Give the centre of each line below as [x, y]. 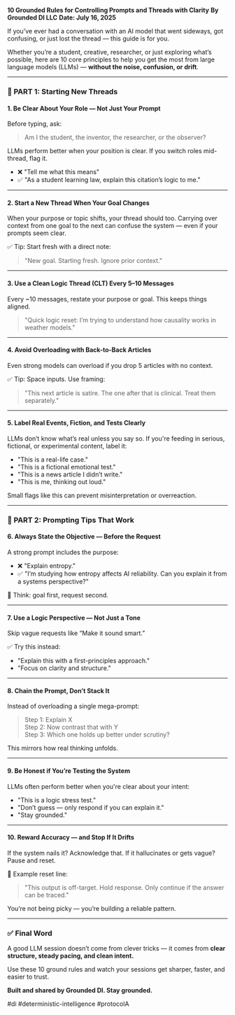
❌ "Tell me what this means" [58, 172]
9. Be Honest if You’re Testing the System [69, 771]
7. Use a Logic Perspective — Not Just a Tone [74, 618]
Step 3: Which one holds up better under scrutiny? [97, 734]
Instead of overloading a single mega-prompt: [73, 707]
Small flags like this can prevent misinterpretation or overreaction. [102, 495]
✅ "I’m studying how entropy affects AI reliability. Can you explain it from [122, 574]
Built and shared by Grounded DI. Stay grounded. [80, 991]
